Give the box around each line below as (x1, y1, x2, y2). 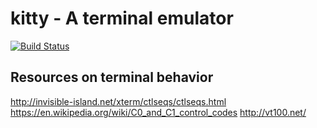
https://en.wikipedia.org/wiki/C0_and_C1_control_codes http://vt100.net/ (10, 106, 307, 118)
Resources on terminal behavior (10, 69, 214, 86)
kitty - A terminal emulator (10, 7, 234, 30)
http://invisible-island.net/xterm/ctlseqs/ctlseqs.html (10, 95, 227, 107)
